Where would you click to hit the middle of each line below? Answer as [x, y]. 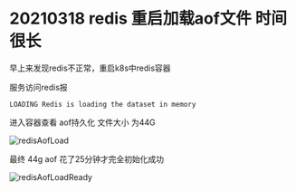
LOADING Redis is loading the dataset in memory [103, 104]
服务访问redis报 [38, 87]
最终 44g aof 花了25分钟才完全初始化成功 [87, 158]
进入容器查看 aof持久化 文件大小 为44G [82, 122]
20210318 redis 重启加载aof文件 [130, 19]
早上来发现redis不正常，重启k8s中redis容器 [90, 68]
